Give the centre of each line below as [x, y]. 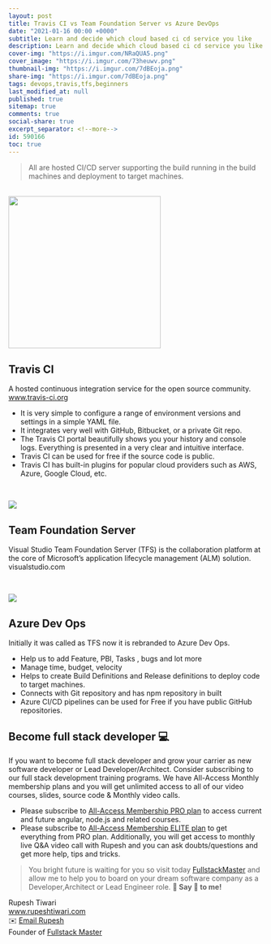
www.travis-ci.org [39, 398]
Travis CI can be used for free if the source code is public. [117, 456]
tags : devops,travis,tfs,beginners [69, 84]
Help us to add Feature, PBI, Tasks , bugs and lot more [111, 658]
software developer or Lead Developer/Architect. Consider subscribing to [131, 769]
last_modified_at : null [49, 91]
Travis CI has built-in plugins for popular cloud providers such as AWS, [138, 465]
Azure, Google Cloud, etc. [63, 474]
